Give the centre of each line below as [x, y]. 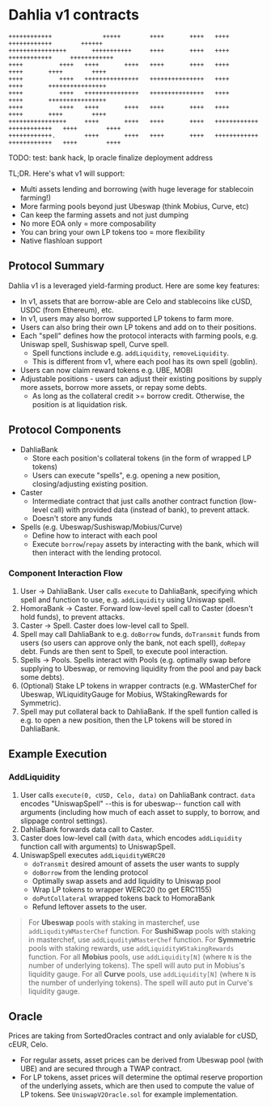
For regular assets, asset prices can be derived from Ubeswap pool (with [142, 1060]
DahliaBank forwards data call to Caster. [87, 829]
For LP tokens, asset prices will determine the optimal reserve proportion [141, 1077]
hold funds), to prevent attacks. [72, 617]
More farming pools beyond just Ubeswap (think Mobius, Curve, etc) [134, 206]
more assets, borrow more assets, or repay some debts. [113, 387]
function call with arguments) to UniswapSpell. [98, 846]
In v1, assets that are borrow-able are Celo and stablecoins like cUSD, [136, 301]
